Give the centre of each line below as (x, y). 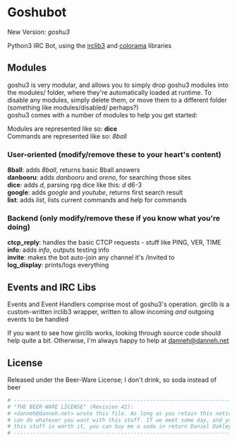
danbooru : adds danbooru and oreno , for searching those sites (99, 178)
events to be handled (38, 320)
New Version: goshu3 (39, 32)
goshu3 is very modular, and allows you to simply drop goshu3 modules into (118, 85)
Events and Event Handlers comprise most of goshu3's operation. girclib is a (119, 304)
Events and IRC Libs (52, 287)
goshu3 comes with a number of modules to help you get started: (102, 115)
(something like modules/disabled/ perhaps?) (73, 107)
